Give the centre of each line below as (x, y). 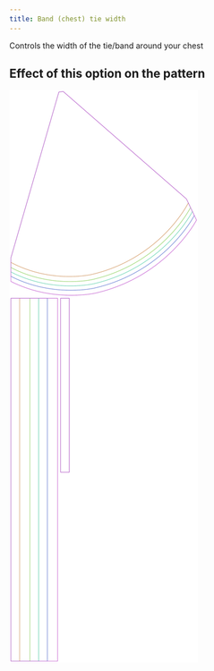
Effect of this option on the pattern (107, 74)
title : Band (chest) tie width (68, 19)
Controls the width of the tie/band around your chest (107, 46)
